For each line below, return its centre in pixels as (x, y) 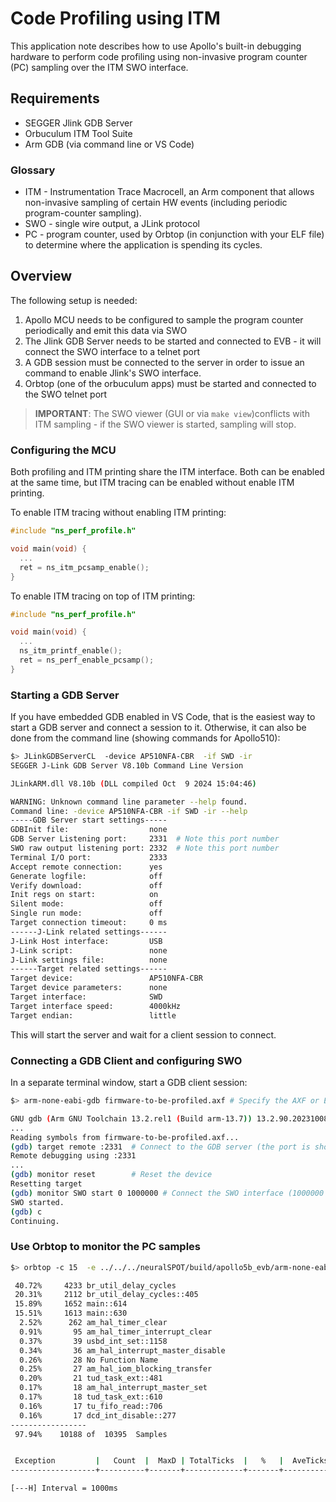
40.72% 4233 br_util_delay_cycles (95, 1285)
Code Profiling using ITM (115, 18)
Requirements (55, 98)
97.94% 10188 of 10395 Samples (91, 1434)
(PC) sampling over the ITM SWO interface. (99, 67)
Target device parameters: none (89, 988)
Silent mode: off (86, 904)
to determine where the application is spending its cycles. (143, 245)
